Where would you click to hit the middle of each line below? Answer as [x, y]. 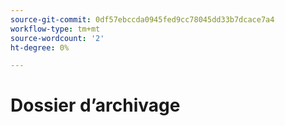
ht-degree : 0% [40, 47]
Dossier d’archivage [95, 105]
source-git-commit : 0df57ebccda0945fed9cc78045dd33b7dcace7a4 [142, 19]
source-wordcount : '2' [57, 38]
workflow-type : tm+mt [55, 29]
